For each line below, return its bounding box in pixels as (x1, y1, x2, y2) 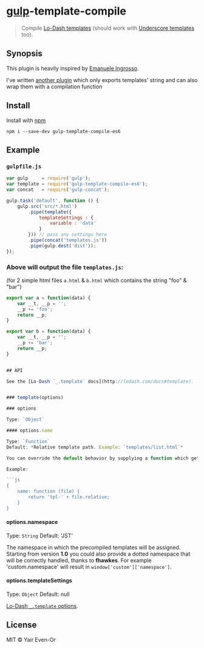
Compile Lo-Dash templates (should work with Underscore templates (21, 24, 195, 32)
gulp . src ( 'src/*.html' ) (17, 203, 78, 209)
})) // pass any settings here (28, 232, 107, 238)
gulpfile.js (6, 163, 42, 170)
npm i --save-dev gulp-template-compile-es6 (6, 128, 121, 134)
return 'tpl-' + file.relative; (28, 494, 110, 500)
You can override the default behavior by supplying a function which (6, 455, 189, 461)
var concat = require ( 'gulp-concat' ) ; (6, 187, 110, 193)
